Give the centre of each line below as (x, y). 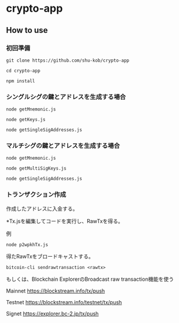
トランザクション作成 (36, 194)
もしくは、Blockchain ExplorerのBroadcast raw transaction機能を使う (90, 279)
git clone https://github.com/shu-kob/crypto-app (68, 60)
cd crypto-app (23, 70)
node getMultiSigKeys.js (36, 169)
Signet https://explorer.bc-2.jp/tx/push (52, 314)
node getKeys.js (26, 120)
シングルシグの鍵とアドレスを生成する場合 (66, 97)
